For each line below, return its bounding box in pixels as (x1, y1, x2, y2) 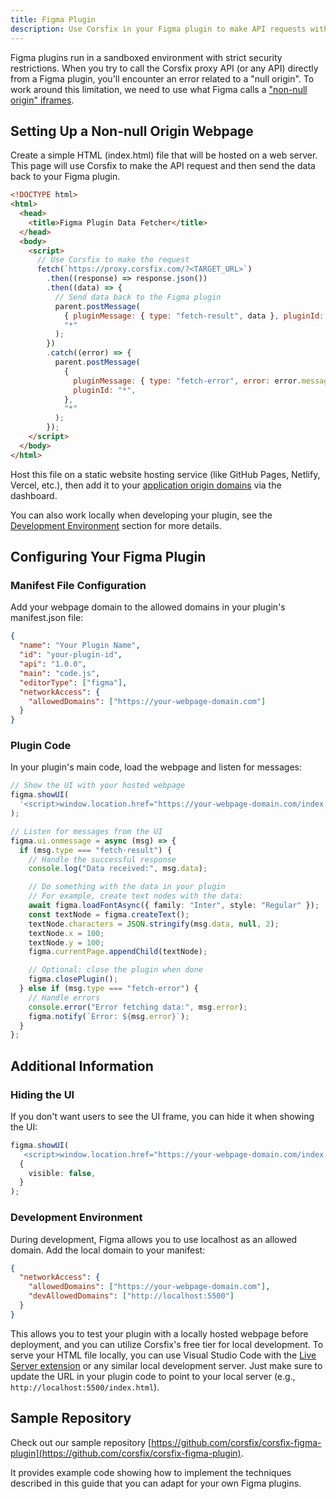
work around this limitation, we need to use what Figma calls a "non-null (10, 83, 308, 95)
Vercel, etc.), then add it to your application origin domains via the (10, 479, 282, 491)
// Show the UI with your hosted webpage (10, 781, 186, 791)
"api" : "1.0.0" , (19, 659, 87, 669)
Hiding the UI (10, 1087, 75, 1101)
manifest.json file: (10, 612, 84, 624)
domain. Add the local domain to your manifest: (10, 1244, 206, 1256)
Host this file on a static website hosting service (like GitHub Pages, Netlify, (10, 468, 321, 480)
